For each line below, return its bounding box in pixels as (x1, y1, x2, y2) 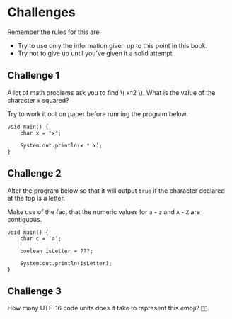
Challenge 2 (7, 167, 62, 179)
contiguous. (7, 215, 42, 223)
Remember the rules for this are (7, 28, 100, 36)
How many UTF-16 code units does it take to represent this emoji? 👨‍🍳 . (7, 304, 210, 313)
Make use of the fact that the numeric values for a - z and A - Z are (7, 207, 200, 216)
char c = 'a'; (20, 235, 62, 242)
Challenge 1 (7, 69, 60, 82)
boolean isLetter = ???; (20, 247, 93, 254)
